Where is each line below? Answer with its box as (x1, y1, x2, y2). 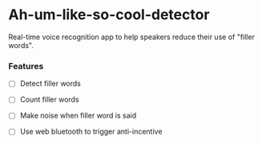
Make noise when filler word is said (19, 110, 137, 121)
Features (8, 60, 44, 71)
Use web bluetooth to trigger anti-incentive (19, 126, 163, 137)
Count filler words (19, 94, 79, 105)
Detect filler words (19, 78, 82, 89)
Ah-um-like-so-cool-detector (8, 6, 210, 24)
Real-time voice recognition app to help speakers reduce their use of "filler (8, 32, 255, 42)
